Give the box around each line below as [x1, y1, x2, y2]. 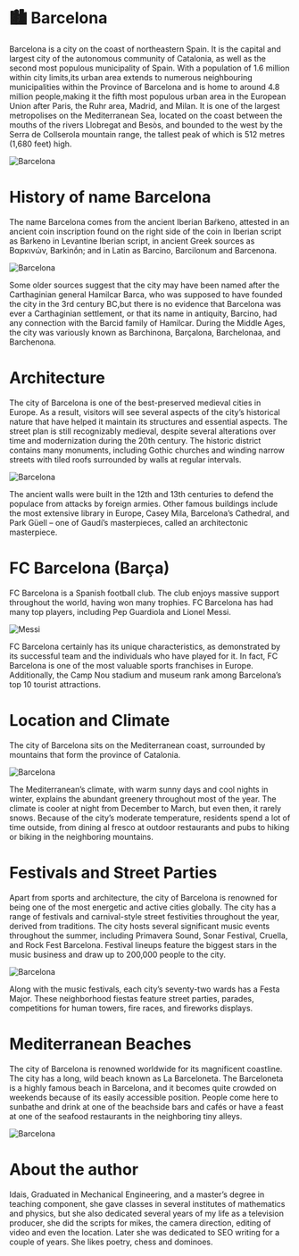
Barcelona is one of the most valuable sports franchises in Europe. [9, 660, 254, 670]
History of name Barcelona [9, 187, 212, 207]
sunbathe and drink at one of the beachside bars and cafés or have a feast [9, 1101, 284, 1112]
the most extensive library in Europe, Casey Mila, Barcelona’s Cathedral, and [9, 507, 290, 519]
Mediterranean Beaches [9, 1034, 192, 1054]
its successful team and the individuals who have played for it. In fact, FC [9, 650, 278, 661]
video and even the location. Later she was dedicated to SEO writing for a [9, 1227, 280, 1237]
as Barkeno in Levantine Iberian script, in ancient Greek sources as [9, 235, 255, 246]
